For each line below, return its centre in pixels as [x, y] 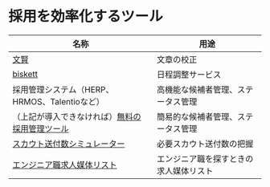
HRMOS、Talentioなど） [56, 101]
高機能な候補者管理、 [197, 89]
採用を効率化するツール [86, 16]
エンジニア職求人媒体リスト [65, 165]
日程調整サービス [189, 75]
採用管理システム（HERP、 [63, 89]
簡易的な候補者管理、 [197, 116]
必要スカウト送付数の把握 [205, 144]
